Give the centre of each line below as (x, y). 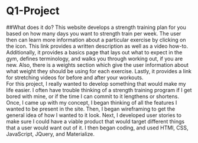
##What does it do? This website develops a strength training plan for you (96, 27)
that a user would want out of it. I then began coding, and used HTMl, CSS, (97, 128)
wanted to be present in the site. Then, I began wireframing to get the (91, 109)
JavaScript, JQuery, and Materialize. (50, 134)
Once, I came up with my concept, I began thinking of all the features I (92, 102)
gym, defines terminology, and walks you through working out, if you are (95, 58)
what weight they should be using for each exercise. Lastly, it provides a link (99, 71)
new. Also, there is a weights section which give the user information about (98, 65)
